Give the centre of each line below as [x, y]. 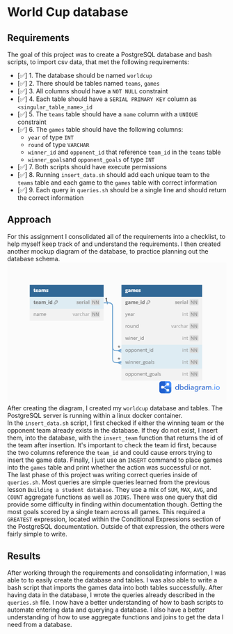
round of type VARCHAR [58, 145]
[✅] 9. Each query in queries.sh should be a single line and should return [122, 190]
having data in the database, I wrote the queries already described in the [111, 595]
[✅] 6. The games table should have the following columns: [100, 129]
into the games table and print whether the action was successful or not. [109, 467]
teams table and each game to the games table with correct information [117, 183]
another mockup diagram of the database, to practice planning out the [108, 251]
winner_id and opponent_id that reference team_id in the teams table [124, 152]
